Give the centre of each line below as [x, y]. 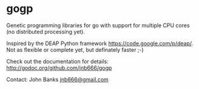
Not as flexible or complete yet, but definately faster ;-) [75, 49]
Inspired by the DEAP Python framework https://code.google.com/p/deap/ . [100, 43]
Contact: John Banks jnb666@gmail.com [58, 79]
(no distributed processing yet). [46, 31]
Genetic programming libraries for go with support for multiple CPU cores [98, 25]
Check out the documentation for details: [58, 61]
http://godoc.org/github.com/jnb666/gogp [59, 67]
